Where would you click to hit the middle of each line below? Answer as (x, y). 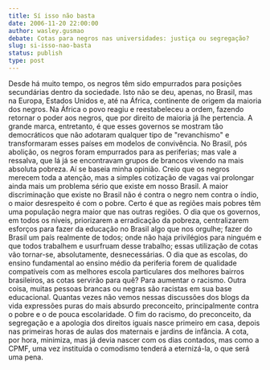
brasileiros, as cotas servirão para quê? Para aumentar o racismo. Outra (127, 280)
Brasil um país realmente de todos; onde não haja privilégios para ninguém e (135, 237)
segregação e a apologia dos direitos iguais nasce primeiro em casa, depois (134, 323)
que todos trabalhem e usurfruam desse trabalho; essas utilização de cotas (133, 245)
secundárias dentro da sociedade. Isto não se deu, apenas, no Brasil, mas (131, 92)
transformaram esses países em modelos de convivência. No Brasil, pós (128, 143)
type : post (27, 61)
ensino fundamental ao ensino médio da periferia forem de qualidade (123, 263)
